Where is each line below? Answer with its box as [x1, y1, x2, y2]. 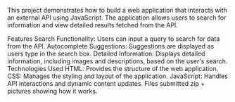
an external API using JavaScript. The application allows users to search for [7, 13, 227, 22]
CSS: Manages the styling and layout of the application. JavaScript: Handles [7, 72, 229, 80]
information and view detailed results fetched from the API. [7, 21, 178, 29]
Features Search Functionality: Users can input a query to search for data [7, 34, 220, 43]
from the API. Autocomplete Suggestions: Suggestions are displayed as [7, 42, 215, 50]
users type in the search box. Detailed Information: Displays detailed [7, 49, 205, 58]
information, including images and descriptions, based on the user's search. [7, 57, 228, 65]
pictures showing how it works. [7, 87, 98, 95]
